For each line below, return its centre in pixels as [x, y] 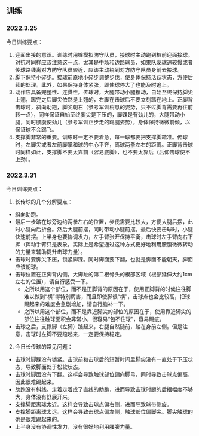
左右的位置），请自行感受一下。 [53, 281]
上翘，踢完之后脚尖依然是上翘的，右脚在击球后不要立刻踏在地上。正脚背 [104, 99]
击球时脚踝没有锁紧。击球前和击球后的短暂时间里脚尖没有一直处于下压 [101, 359]
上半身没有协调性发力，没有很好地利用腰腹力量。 [75, 426]
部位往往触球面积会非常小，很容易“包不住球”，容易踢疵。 [94, 319]
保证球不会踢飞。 [36, 129]
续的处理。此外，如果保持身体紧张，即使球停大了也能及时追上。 [93, 84]
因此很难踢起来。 [36, 382]
